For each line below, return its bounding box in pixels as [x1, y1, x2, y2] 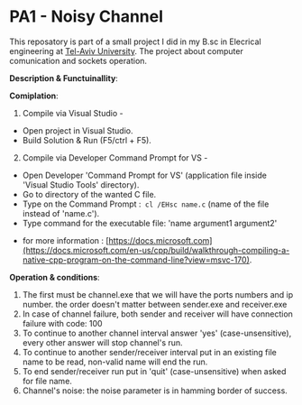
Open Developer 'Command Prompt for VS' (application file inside [22, 170, 268, 180]
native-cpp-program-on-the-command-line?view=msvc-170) [22, 254, 251, 265]
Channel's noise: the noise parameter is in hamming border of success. [22, 385, 288, 396]
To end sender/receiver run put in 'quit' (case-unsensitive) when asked [22, 365, 287, 376]
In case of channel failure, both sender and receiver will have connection [22, 308, 293, 319]
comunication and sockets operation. [9, 55, 147, 66]
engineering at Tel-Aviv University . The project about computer [9, 45, 243, 56]
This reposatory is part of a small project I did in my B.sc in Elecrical [9, 36, 261, 47]
